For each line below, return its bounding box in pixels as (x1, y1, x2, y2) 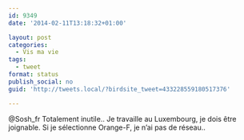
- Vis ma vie (15, 49, 59, 56)
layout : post (8, 33, 52, 41)
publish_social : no (8, 77, 74, 86)
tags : (8, 56, 26, 64)
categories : (8, 41, 48, 49)
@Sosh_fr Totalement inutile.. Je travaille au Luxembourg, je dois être (8, 114, 237, 123)
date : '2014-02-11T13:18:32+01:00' (8, 19, 127, 27)
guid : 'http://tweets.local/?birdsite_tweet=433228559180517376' (8, 85, 230, 93)
